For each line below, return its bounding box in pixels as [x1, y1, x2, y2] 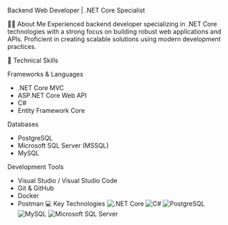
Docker [17, 192, 40, 199]
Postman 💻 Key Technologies [17, 199, 106, 208]
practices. [7, 43, 37, 50]
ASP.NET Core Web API [17, 92, 87, 99]
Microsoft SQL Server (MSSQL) [17, 141, 109, 150]
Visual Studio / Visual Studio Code [17, 177, 118, 185]
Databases [7, 120, 39, 128]
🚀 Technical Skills [7, 56, 59, 65]
